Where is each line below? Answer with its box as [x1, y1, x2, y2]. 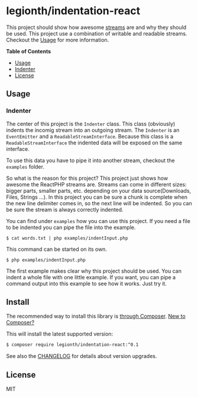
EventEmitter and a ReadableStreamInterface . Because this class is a [6, 133, 174, 140]
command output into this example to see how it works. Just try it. [6, 280, 167, 287]
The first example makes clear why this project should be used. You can [6, 267, 182, 275]
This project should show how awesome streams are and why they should [6, 24, 187, 31]
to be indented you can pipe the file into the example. [6, 224, 136, 231]
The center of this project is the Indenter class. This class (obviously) [6, 120, 176, 127]
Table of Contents [6, 47, 51, 54]
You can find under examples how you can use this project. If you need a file [6, 217, 191, 224]
